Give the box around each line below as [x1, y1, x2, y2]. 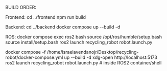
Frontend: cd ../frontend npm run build [5, 14, 86, 20]
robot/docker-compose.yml [5, 54, 63, 60]
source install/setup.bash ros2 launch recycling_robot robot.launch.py [5, 39, 153, 45]
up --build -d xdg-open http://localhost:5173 [64, 54, 157, 60]
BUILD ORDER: [5, 5, 37, 10]
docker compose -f [5, 49, 46, 55]
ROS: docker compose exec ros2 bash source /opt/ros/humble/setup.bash [5, 34, 162, 40]
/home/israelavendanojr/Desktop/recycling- [46, 49, 139, 55]
